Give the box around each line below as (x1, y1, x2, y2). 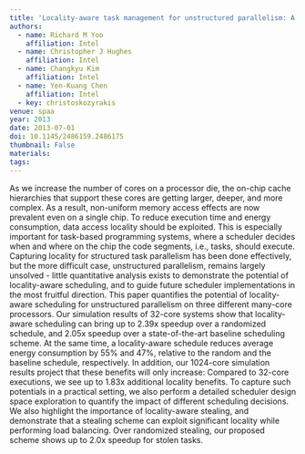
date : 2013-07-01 (9, 124, 76, 133)
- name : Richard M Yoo (17, 30, 104, 39)
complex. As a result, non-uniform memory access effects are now (9, 201, 260, 212)
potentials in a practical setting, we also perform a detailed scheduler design (9, 386, 297, 397)
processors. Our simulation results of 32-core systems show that (9, 308, 253, 319)
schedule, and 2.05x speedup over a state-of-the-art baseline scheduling (9, 327, 285, 338)
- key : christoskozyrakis (17, 98, 117, 108)
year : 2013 (9, 115, 51, 124)
